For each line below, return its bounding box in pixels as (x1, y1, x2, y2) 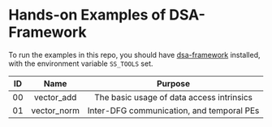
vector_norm (31, 104, 80, 116)
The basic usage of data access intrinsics (94, 91, 253, 103)
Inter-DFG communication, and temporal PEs (87, 104, 260, 116)
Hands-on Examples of (8, 6, 166, 24)
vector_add (33, 91, 77, 103)
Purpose (157, 77, 191, 89)
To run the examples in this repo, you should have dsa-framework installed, (8, 50, 261, 59)
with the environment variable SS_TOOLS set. (8, 59, 153, 68)
